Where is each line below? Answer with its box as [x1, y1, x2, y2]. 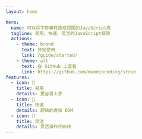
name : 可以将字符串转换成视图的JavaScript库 [11, 25, 111, 31]
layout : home [5, 8, 38, 15]
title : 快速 [16, 102, 44, 108]
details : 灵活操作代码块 [16, 124, 72, 130]
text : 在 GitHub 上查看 [21, 63, 77, 69]
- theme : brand [16, 41, 54, 47]
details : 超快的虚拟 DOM [16, 107, 74, 113]
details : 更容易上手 [16, 91, 63, 97]
